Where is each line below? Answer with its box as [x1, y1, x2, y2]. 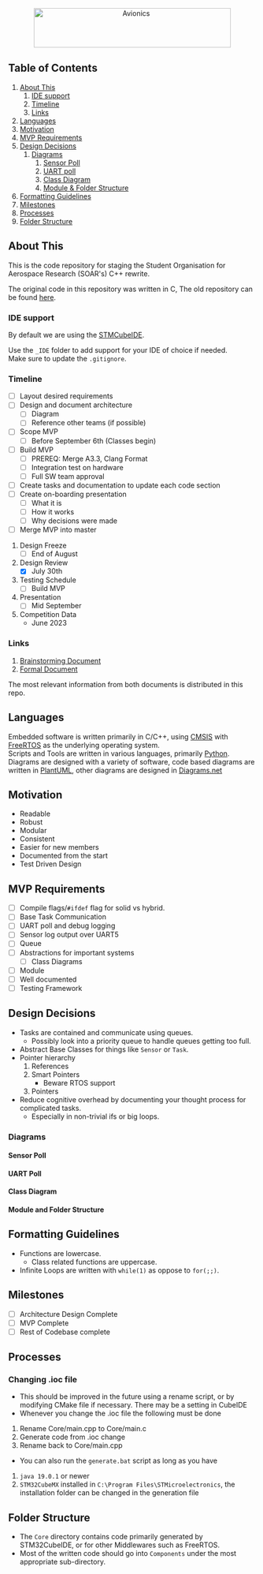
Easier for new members [19, 843, 100, 852]
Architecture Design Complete [19, 1309, 118, 1318]
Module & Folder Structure [43, 183, 129, 193]
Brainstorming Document [19, 656, 101, 665]
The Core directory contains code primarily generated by [19, 1532, 203, 1542]
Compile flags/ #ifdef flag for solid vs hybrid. [19, 903, 165, 913]
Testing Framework [19, 983, 83, 993]
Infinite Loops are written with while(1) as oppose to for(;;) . [19, 1266, 220, 1275]
